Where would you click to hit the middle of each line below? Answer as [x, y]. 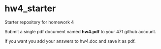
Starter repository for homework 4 [39, 22]
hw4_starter [30, 9]
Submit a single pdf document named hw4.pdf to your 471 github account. [80, 31]
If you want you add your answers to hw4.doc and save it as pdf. [70, 41]
